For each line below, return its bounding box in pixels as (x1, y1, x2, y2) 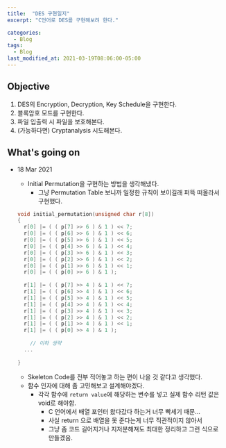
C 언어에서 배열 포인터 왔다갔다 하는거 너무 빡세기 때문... (48, 407, 201, 415)
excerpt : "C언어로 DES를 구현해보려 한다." (7, 17, 119, 24)
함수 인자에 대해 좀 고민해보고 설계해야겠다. (27, 381, 145, 390)
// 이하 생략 (30, 340, 62, 347)
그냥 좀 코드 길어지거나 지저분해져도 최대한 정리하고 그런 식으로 (48, 424, 219, 433)
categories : (7, 29, 42, 36)
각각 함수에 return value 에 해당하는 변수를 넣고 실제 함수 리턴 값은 (37, 390, 220, 398)
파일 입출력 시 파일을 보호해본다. (17, 117, 105, 126)
